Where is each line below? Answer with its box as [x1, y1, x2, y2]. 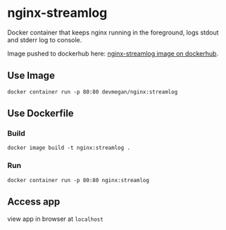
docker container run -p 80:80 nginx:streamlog [7, 177, 150, 184]
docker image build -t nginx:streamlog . [7, 144, 131, 152]
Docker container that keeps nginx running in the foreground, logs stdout [7, 28, 220, 37]
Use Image [7, 70, 55, 82]
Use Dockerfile [7, 108, 74, 120]
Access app [7, 196, 61, 208]
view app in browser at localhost [7, 215, 103, 223]
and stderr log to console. [7, 35, 82, 44]
